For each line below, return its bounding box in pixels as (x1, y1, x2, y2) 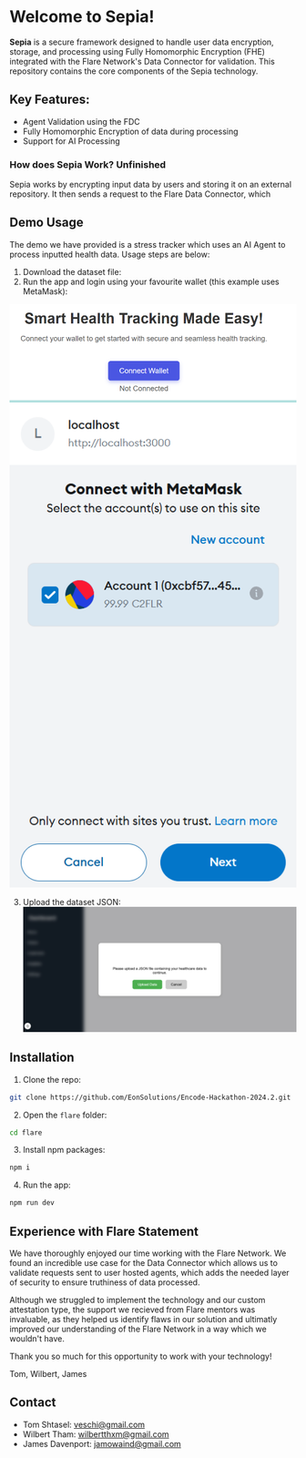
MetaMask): (22, 285, 68, 297)
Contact (9, 1395, 56, 1411)
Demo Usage (9, 215, 84, 230)
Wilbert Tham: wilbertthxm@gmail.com (22, 1428, 170, 1440)
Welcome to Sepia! (9, 6, 155, 27)
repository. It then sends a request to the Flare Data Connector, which (9, 189, 271, 199)
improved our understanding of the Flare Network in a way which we (9, 1323, 267, 1335)
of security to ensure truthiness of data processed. (9, 1277, 200, 1288)
